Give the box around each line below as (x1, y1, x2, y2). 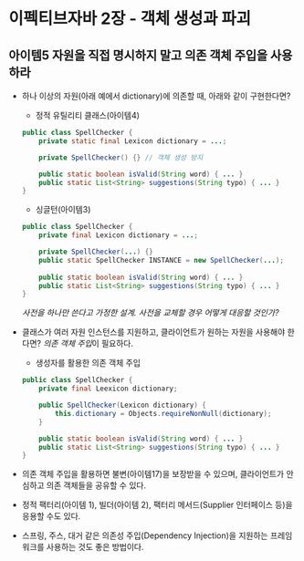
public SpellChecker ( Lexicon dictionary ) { (38, 400, 207, 410)
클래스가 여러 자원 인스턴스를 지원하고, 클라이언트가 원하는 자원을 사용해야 (21, 327, 286, 338)
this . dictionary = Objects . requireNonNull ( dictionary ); (55, 409, 272, 418)
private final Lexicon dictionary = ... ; (38, 231, 198, 240)
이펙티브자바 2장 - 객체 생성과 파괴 (8, 8, 252, 29)
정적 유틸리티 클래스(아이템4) (35, 110, 141, 120)
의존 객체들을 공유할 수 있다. (46, 480, 147, 491)
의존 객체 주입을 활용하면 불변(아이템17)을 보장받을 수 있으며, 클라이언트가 (21, 469, 285, 480)
